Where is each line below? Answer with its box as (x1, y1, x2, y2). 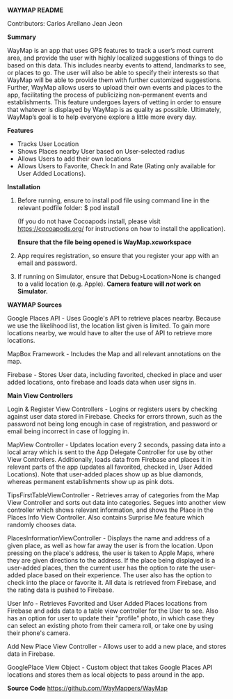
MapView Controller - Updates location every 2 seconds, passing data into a (7, 441, 226, 449)
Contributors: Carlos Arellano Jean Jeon (7, 19, 123, 27)
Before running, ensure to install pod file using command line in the (17, 196, 210, 204)
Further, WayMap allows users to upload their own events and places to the (7, 83, 223, 91)
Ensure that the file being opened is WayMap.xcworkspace (17, 238, 192, 246)
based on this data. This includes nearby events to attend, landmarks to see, (7, 61, 226, 69)
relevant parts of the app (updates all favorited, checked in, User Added (7, 463, 214, 471)
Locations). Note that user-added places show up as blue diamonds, (7, 470, 204, 479)
